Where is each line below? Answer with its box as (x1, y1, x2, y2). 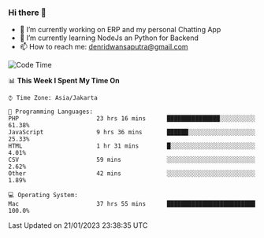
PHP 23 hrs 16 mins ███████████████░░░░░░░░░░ (8, 115, 256, 123)
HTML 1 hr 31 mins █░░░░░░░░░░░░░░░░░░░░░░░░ (8, 142, 256, 150)
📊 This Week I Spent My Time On (8, 76, 120, 86)
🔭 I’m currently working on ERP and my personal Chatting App (19, 25, 221, 35)
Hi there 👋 (8, 7, 47, 18)
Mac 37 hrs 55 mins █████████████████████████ (8, 200, 256, 208)
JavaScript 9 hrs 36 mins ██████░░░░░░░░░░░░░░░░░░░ (8, 129, 256, 137)
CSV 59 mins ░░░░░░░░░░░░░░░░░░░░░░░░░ (8, 156, 256, 164)
